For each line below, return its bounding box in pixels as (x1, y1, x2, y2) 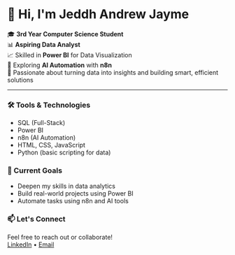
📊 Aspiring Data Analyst (7, 40, 80, 48)
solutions (7, 75, 34, 84)
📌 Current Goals (7, 166, 63, 175)
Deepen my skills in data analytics (17, 182, 115, 190)
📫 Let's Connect (7, 214, 66, 224)
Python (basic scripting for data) (17, 148, 111, 156)
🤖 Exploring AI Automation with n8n (7, 61, 112, 69)
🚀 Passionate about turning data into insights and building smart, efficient (7, 68, 219, 76)
